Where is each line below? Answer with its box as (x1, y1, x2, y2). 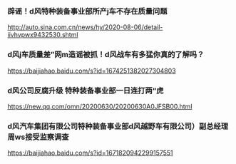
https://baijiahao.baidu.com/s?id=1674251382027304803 (7, 66, 176, 75)
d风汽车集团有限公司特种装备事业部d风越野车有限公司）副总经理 (7, 121, 229, 131)
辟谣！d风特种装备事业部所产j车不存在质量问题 (7, 6, 168, 16)
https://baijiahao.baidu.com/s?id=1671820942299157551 (7, 148, 173, 158)
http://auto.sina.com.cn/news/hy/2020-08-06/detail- (7, 23, 163, 31)
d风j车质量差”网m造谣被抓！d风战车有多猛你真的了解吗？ (7, 50, 205, 60)
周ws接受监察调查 (7, 132, 69, 142)
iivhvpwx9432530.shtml (7, 31, 78, 39)
